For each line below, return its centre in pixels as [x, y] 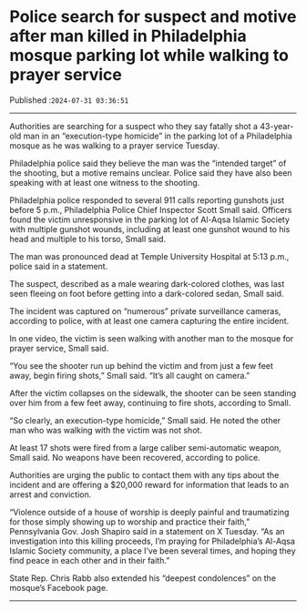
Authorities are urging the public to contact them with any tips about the [144, 474]
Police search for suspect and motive [153, 17]
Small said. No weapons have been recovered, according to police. [135, 457]
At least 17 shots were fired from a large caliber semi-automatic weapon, [146, 447]
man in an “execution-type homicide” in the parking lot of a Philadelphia [158, 136]
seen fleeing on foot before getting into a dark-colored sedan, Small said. [147, 293]
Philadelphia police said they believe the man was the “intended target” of [148, 163]
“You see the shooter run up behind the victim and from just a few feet [141, 365]
